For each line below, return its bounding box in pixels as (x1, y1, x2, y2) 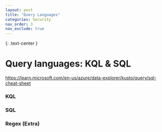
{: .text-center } (5, 40, 38, 46)
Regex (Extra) (5, 120, 40, 127)
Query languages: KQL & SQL (5, 58, 131, 70)
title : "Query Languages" (5, 12, 60, 17)
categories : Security (5, 17, 51, 22)
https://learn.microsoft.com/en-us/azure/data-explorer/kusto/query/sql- (5, 75, 157, 81)
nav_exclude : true (5, 26, 44, 31)
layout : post (5, 7, 33, 13)
